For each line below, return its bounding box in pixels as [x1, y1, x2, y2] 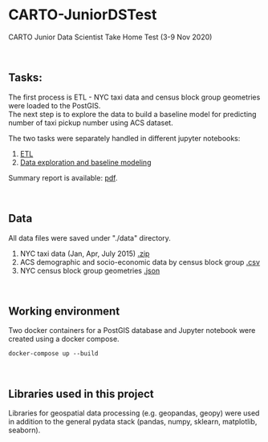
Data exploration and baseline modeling [19, 157, 152, 167]
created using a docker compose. [8, 335, 120, 344]
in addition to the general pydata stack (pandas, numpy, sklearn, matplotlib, [8, 417, 258, 427]
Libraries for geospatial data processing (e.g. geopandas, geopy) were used [8, 408, 260, 418]
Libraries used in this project [8, 387, 154, 400]
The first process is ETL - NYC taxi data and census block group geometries [8, 92, 261, 102]
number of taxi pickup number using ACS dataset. [8, 118, 174, 128]
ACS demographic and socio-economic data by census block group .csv [19, 257, 261, 266]
